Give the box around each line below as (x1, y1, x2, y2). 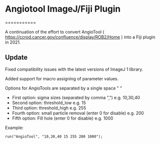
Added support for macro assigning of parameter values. (5, 75, 119, 81)
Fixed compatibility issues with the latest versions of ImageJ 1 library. (5, 66, 144, 72)
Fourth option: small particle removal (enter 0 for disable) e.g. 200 (12, 110, 144, 116)
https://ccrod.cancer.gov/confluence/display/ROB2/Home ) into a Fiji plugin (5, 34, 156, 40)
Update (5, 54, 28, 62)
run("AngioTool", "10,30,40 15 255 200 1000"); (5, 134, 103, 139)
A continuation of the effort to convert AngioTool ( (5, 29, 105, 35)
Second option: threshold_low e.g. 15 (12, 100, 86, 106)
